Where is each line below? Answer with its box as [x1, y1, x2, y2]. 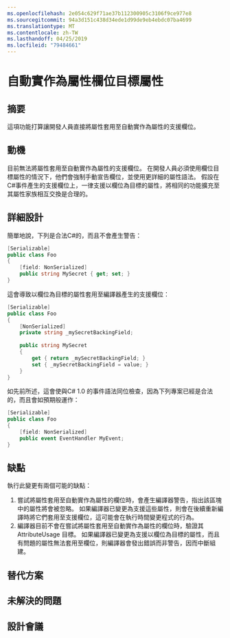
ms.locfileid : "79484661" [7, 42, 81, 49]
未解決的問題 [7, 595, 62, 607]
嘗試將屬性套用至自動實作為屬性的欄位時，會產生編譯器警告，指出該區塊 [16, 496, 222, 504]
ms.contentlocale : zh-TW [7, 29, 78, 36]
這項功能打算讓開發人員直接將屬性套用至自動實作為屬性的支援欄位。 [7, 123, 200, 130]
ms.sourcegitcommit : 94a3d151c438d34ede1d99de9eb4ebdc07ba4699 [7, 16, 192, 23]
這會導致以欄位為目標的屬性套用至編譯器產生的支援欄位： [7, 290, 170, 298]
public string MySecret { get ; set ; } [19, 270, 130, 278]
